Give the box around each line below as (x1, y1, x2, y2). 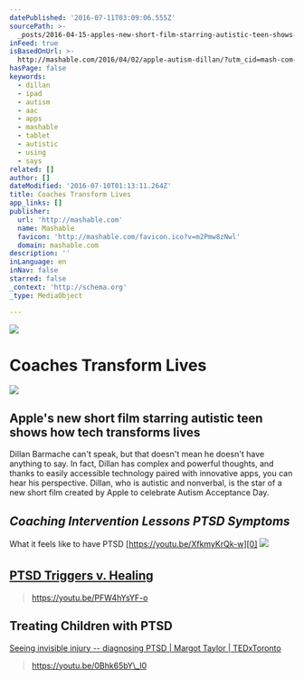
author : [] (9, 173, 51, 182)
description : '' (9, 249, 71, 258)
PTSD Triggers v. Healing (9, 568, 154, 584)
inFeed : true (9, 38, 59, 48)
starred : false (9, 274, 67, 283)
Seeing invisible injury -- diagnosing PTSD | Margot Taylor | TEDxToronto (9, 642, 282, 653)
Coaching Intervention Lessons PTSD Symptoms (9, 513, 290, 529)
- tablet (17, 131, 51, 140)
